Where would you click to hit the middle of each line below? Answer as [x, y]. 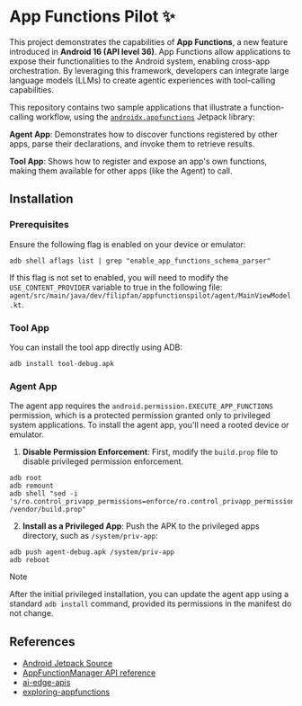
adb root [26, 478]
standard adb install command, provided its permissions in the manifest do [151, 603]
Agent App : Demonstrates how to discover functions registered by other [144, 134]
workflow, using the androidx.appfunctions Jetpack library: [145, 116]
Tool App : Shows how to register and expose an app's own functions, [138, 161]
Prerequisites [39, 225]
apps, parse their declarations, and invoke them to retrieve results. [132, 143]
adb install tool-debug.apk [62, 363]
